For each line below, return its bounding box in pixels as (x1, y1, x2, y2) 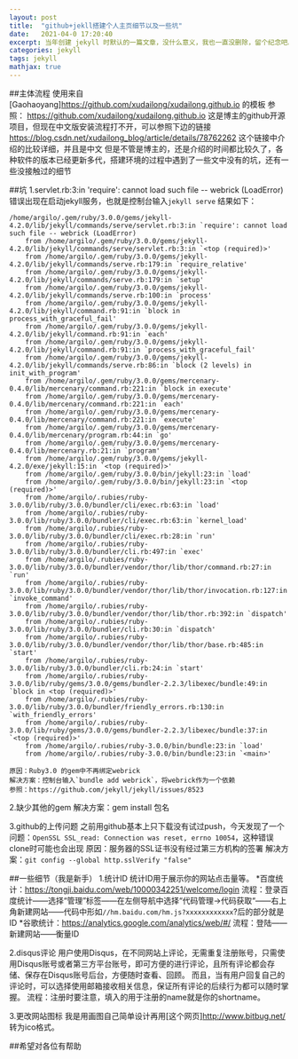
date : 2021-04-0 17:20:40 (9, 29, 114, 38)
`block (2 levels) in (171, 360, 252, 369)
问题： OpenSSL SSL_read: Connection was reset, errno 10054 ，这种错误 (9, 832, 275, 842)
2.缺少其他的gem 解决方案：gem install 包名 (9, 802, 170, 812)
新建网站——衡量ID (9, 929, 80, 939)
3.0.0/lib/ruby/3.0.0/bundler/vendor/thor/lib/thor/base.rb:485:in (9, 640, 264, 649)
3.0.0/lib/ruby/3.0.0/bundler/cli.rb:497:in (9, 547, 176, 556)
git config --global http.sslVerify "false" (25, 856, 192, 865)
